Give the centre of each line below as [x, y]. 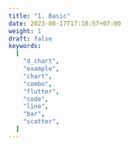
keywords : [25, 46]
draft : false [30, 39]
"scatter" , [41, 122]
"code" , [36, 99]
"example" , [41, 69]
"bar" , [34, 114]
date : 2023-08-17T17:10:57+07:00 [65, 24]
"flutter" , [41, 91]
